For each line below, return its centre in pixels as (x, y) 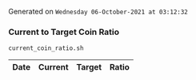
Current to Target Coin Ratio (64, 32)
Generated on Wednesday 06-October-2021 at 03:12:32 (98, 11)
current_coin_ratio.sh (46, 48)
